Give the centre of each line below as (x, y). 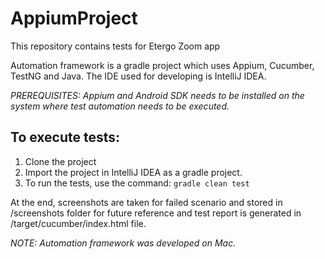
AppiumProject (74, 18)
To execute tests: (65, 137)
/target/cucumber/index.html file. (78, 223)
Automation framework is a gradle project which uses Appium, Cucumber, (162, 65)
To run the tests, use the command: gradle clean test (137, 183)
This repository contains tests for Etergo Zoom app (115, 46)
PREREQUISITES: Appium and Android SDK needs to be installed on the (157, 95)
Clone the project (60, 161)
